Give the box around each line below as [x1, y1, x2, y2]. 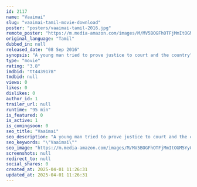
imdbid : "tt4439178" [6, 69, 57, 74]
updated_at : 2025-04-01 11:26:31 [6, 172, 88, 178]
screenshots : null [6, 150, 51, 156]
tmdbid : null [6, 74, 38, 80]
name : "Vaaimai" [6, 14, 46, 20]
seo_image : [6, 145, 33, 151]
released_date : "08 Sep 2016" [6, 47, 80, 53]
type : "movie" [6, 57, 41, 63]
